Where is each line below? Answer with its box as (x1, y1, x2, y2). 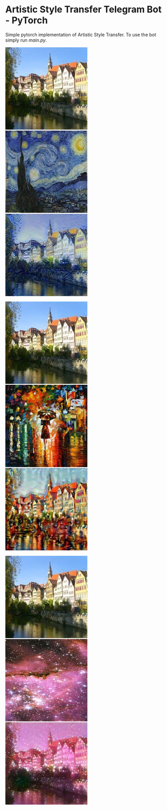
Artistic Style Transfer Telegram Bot (5, 4, 162, 15)
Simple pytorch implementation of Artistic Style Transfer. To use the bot (5, 31, 156, 38)
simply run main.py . (5, 37, 47, 43)
